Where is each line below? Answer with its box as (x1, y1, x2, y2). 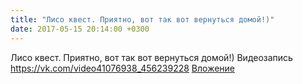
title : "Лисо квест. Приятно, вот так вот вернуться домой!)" (10, 14, 275, 25)
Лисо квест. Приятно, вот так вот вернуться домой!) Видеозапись (10, 51, 293, 63)
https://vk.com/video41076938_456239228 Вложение (10, 62, 236, 74)
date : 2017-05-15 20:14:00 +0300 (10, 24, 150, 34)
